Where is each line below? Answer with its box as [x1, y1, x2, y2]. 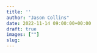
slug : [6, 37, 20, 43]
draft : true [6, 26, 37, 32]
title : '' [6, 9, 32, 15]
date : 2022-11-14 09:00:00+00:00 [6, 20, 92, 26]
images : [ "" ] [6, 32, 40, 38]
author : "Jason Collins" [6, 15, 70, 21]
